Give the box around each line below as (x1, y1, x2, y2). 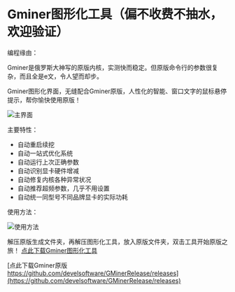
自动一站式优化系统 (17, 148, 73, 158)
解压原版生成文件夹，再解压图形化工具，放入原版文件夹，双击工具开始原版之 (7, 237, 228, 246)
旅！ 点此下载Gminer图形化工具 (7, 246, 98, 254)
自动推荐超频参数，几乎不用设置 (17, 183, 110, 193)
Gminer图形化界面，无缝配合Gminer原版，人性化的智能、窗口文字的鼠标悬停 (7, 87, 227, 95)
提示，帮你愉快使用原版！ (7, 95, 81, 104)
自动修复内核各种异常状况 (17, 175, 92, 183)
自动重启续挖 (17, 140, 55, 148)
